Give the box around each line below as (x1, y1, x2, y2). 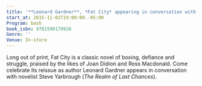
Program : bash (6, 20, 42, 26)
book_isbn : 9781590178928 (6, 25, 71, 32)
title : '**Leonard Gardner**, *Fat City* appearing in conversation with (6, 8, 197, 15)
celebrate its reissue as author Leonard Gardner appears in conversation (6, 67, 187, 73)
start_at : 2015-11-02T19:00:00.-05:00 (6, 15, 104, 21)
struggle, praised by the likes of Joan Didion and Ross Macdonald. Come (6, 60, 188, 67)
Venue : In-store (6, 37, 47, 43)
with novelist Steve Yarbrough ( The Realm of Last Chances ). (6, 73, 157, 80)
